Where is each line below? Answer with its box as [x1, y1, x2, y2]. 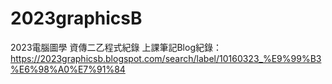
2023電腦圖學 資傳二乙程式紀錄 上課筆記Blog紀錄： [10, 41, 222, 53]
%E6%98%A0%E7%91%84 [10, 63, 126, 75]
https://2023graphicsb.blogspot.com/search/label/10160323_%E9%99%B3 [10, 52, 322, 64]
